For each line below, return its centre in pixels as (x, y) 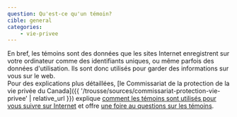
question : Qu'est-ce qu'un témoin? (60, 14)
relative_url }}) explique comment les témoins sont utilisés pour (125, 99)
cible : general (30, 20)
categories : (25, 27)
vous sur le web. (31, 76)
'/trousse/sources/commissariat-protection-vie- (151, 91)
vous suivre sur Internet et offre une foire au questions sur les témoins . (111, 106)
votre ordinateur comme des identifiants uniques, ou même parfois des (111, 61)
